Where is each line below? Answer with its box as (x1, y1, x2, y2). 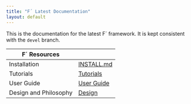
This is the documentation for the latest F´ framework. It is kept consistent (6, 30, 185, 37)
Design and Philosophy (9, 88, 73, 96)
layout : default (6, 14, 46, 20)
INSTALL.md (78, 60, 113, 68)
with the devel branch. (6, 36, 61, 43)
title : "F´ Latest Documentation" (6, 8, 91, 15)
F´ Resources (22, 50, 60, 58)
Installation (9, 60, 39, 68)
